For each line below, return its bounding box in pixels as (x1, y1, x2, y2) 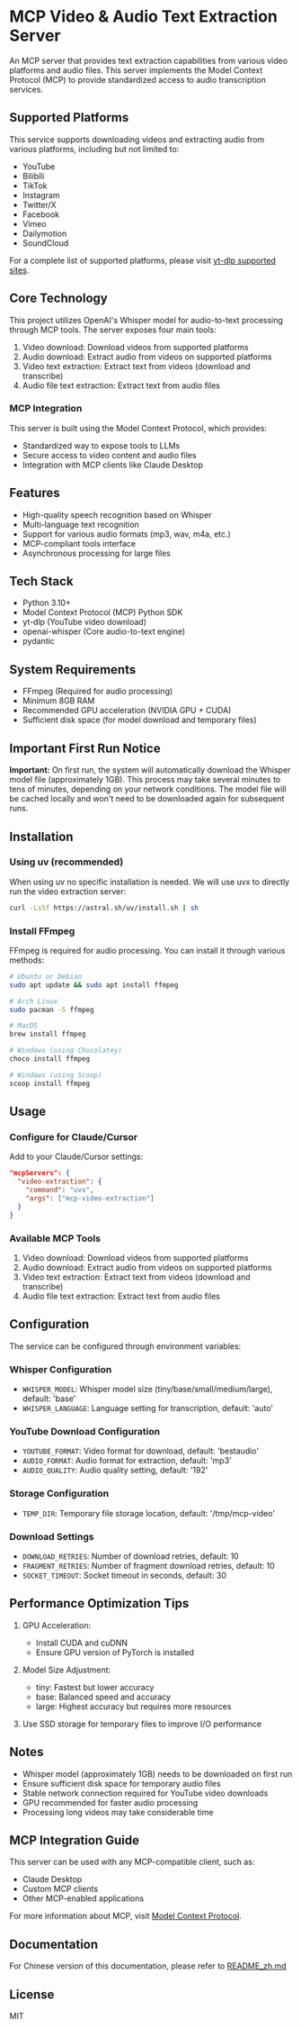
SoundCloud (22, 237, 69, 249)
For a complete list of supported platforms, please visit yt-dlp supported (9, 255, 277, 266)
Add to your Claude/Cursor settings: (9, 1151, 144, 1163)
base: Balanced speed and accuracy (35, 1691, 172, 1702)
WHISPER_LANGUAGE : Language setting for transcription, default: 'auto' (22, 1403, 274, 1414)
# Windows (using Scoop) (9, 1070, 102, 1080)
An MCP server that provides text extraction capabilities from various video (9, 55, 288, 66)
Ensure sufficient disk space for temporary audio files (22, 1778, 222, 1788)
